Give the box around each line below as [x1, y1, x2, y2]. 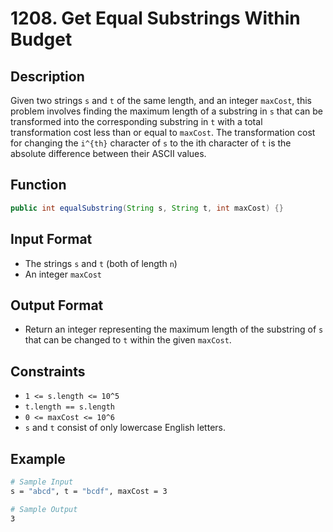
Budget [10, 28, 73, 51]
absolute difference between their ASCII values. [10, 148, 207, 159]
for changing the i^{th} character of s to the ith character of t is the [10, 137, 292, 149]
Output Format [10, 297, 104, 314]
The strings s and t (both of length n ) [24, 257, 178, 269]
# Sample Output [10, 504, 78, 514]
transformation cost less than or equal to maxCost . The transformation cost [10, 127, 316, 138]
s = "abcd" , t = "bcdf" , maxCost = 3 [10, 486, 168, 496]
